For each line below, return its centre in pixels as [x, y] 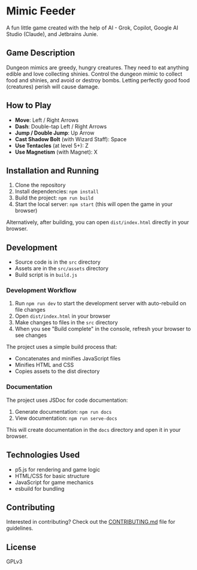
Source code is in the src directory [57, 262]
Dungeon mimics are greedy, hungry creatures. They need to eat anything [98, 67]
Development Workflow [41, 291]
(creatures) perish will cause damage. [53, 86]
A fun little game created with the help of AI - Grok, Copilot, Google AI [92, 28]
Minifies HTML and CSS [44, 365]
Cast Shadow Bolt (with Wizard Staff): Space [71, 139]
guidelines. [20, 528]
